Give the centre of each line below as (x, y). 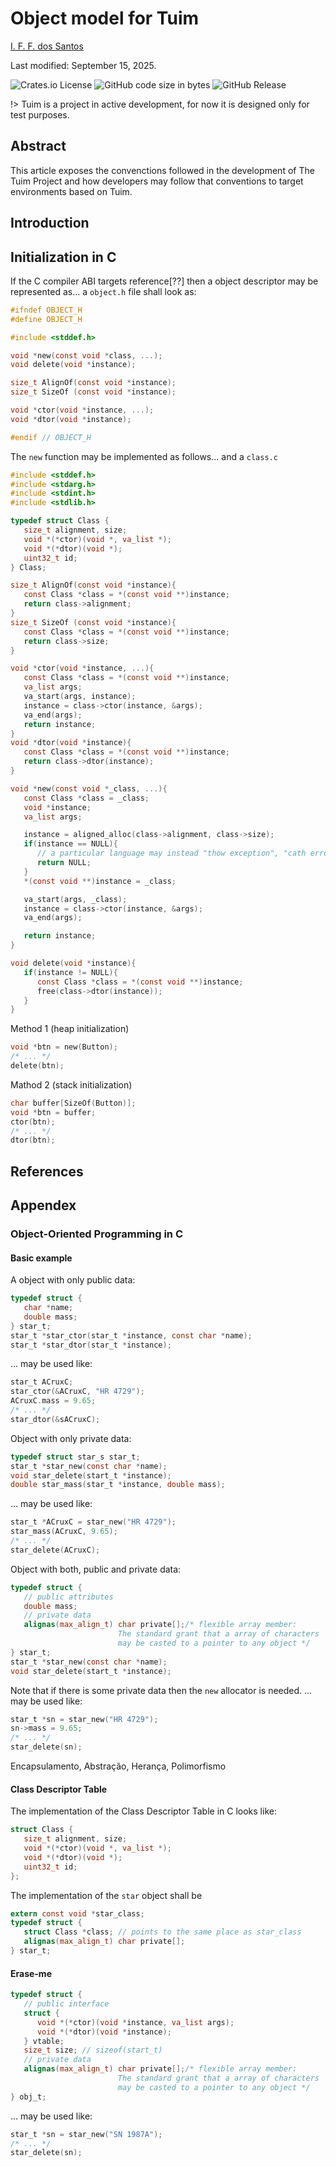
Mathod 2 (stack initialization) (71, 1084)
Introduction (50, 223)
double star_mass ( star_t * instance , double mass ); (118, 1485)
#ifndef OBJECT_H (46, 310)
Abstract (38, 146)
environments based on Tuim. (71, 191)
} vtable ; (44, 2041)
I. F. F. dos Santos (47, 46)
